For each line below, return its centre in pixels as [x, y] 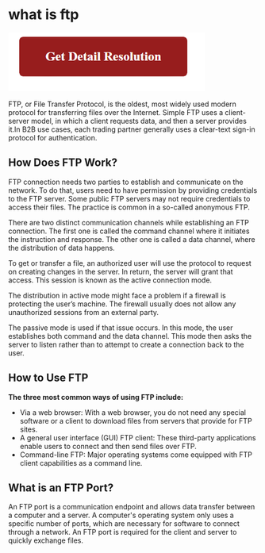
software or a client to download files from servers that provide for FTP [136, 421]
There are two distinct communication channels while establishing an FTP [129, 222]
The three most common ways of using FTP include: [96, 397]
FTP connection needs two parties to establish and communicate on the [126, 182]
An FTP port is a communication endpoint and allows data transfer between [132, 507]
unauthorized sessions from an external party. [84, 312]
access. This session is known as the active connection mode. [110, 280]
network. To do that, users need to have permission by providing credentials [133, 190]
